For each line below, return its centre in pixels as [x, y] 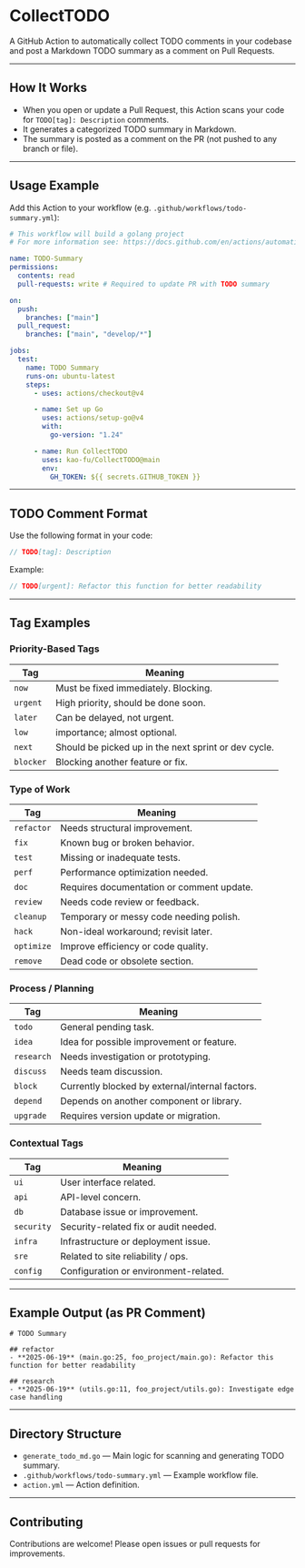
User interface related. [108, 1182]
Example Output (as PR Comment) [108, 1313]
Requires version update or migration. [140, 1116]
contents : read [46, 276]
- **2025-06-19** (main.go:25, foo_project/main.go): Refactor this [142, 1358]
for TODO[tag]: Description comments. [96, 119]
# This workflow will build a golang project [97, 234]
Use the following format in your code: [81, 536]
